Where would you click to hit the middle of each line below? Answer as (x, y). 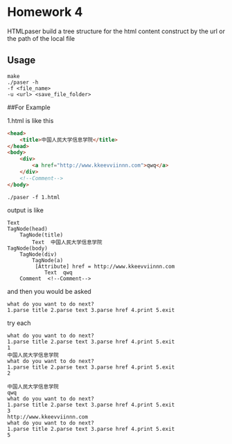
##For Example (29, 107)
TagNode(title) (42, 235)
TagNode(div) (38, 254)
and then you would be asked (49, 291)
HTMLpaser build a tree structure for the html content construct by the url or (116, 31)
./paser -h (23, 82)
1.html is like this (30, 120)
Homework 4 (45, 12)
